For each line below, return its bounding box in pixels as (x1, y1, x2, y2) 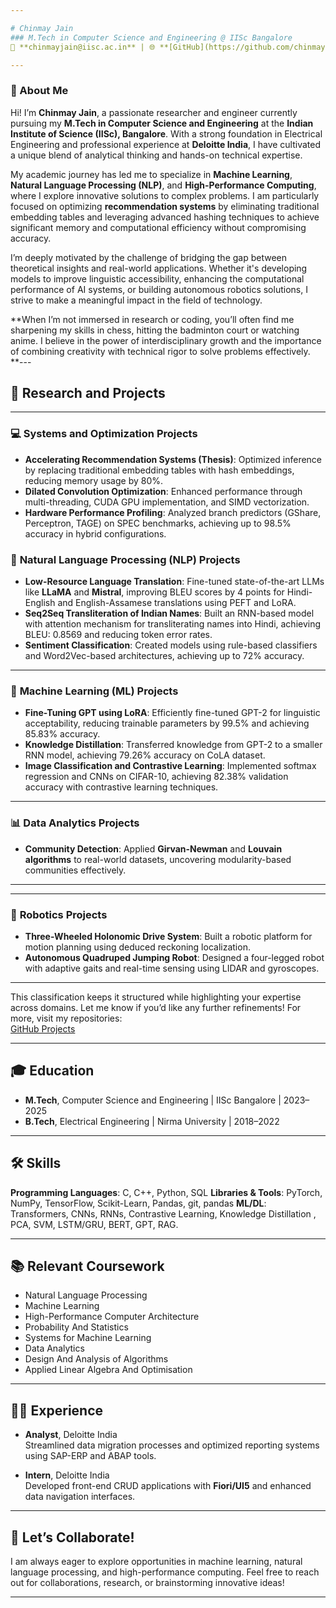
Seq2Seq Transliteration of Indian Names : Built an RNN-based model (24, 607, 315, 620)
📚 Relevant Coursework (10, 1257, 165, 1275)
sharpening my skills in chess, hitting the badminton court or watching (10, 324, 300, 336)
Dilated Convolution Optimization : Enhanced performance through (24, 485, 303, 497)
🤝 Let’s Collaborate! (10, 1529, 135, 1546)
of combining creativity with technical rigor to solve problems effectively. (10, 345, 311, 357)
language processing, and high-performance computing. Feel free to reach (10, 1566, 320, 1578)
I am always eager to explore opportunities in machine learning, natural (10, 1556, 303, 1568)
